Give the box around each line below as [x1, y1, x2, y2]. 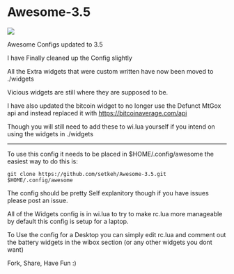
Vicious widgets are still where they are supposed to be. [7, 88, 169, 96]
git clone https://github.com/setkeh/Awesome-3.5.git [7, 170, 167, 177]
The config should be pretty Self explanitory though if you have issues [7, 188, 209, 197]
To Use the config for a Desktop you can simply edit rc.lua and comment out [7, 230, 226, 239]
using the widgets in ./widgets [7, 129, 94, 138]
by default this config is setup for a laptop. [7, 217, 129, 225]
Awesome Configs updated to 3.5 [7, 40, 103, 49]
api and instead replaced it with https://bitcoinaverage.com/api [7, 108, 187, 117]
